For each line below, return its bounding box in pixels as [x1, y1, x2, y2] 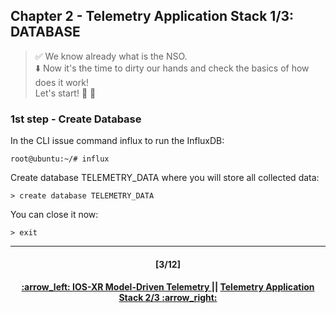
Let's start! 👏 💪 [34, 87, 97, 99]
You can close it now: [10, 209, 99, 221]
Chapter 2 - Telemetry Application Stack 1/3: [10, 8, 295, 25]
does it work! [34, 76, 89, 88]
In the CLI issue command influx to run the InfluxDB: [10, 135, 225, 147]
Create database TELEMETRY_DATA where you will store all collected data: [10, 172, 320, 184]
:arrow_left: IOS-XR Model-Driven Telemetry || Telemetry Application [21, 281, 315, 293]
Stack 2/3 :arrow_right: [118, 292, 218, 304]
